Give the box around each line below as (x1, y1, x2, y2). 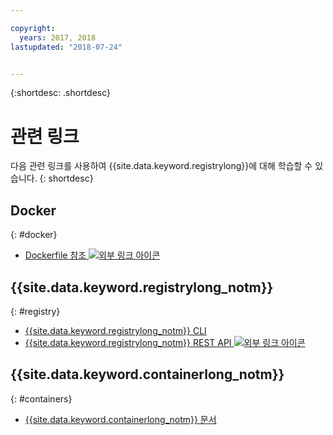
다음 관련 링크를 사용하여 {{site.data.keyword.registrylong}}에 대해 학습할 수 (10, 160, 313, 172)
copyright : (10, 23, 56, 33)
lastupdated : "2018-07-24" (10, 42, 123, 52)
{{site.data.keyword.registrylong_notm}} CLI (24, 324, 207, 336)
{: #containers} (10, 392, 73, 405)
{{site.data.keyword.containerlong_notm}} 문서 (24, 413, 217, 425)
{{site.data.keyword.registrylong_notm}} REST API (24, 336, 232, 348)
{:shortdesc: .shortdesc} (10, 87, 112, 99)
